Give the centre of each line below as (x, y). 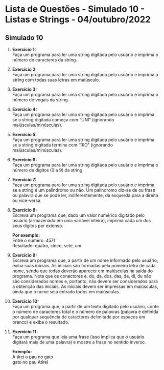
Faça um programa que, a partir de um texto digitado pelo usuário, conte (85, 306)
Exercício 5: (24, 134)
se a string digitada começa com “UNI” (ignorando (63, 120)
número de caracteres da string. (45, 60)
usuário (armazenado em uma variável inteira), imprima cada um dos (82, 220)
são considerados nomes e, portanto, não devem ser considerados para (85, 281)
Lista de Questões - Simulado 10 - (75, 9)
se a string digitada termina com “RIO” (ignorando (62, 145)
